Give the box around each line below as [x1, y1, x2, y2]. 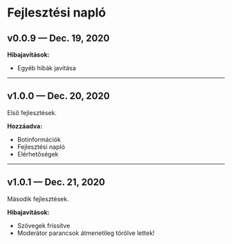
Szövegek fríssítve [17, 221, 70, 230]
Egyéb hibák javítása [17, 64, 76, 72]
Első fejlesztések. [7, 108, 57, 116]
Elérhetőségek [17, 150, 59, 158]
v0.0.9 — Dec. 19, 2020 [7, 32, 110, 44]
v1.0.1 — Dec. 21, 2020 [7, 176, 106, 188]
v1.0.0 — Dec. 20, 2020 [7, 90, 110, 102]
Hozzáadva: [7, 122, 43, 130]
